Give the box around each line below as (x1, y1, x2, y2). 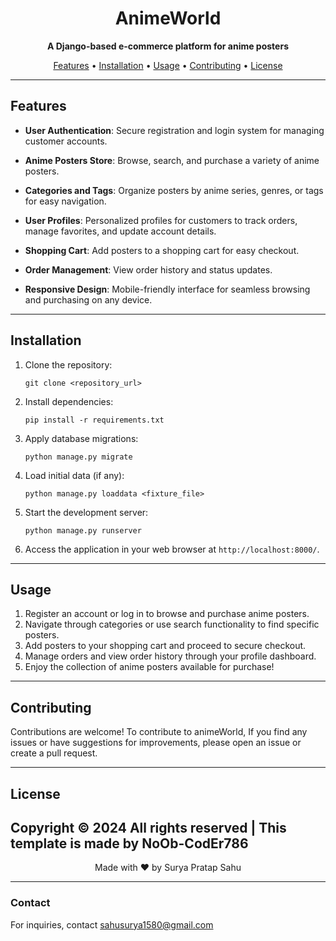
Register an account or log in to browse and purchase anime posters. (24, 608, 310, 620)
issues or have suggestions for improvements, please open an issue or (10, 737, 302, 749)
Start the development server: (24, 506, 149, 518)
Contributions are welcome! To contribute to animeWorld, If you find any (10, 726, 308, 738)
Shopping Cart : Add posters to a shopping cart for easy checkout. (24, 244, 300, 256)
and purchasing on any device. (24, 293, 153, 306)
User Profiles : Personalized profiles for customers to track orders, (24, 214, 298, 226)
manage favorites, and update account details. (24, 225, 217, 237)
